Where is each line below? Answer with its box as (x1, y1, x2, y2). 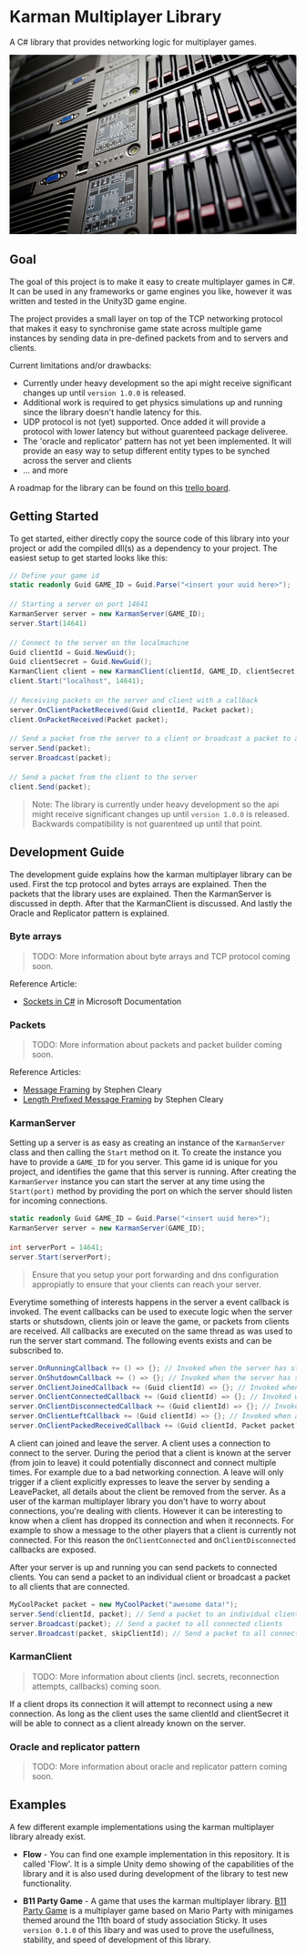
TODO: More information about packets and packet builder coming (31, 1039, 282, 1050)
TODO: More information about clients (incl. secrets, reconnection (31, 1671, 280, 1682)
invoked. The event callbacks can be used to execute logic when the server (9, 1305, 293, 1317)
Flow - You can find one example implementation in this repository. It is (22, 1848, 290, 1859)
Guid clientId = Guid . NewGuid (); (9, 648, 137, 657)
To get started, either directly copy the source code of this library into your (9, 533, 290, 544)
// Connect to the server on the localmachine (9, 638, 189, 648)
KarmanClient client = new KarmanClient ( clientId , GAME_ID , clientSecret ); (9, 667, 303, 676)
